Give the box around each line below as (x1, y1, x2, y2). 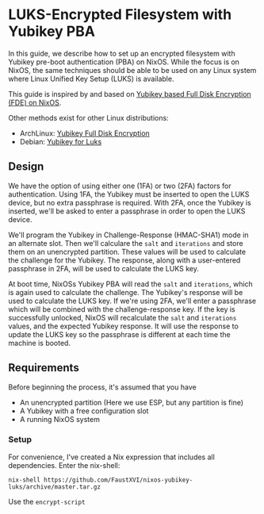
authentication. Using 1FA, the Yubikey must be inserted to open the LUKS (8, 189, 250, 199)
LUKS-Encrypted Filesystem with (8, 6, 232, 24)
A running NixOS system (19, 414, 101, 424)
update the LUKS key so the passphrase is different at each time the (8, 329, 231, 339)
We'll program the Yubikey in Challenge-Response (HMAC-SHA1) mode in (8, 230, 249, 240)
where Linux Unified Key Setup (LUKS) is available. (8, 74, 174, 83)
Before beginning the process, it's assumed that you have (8, 382, 197, 392)
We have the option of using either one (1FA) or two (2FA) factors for (8, 181, 231, 190)
